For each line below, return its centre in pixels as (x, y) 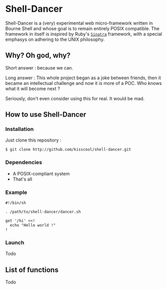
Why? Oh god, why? (38, 55)
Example (16, 192)
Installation (20, 129)
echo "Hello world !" (33, 226)
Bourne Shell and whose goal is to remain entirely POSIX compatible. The (82, 28)
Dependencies (24, 163)
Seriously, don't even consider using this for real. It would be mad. (75, 98)
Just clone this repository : (33, 140)
